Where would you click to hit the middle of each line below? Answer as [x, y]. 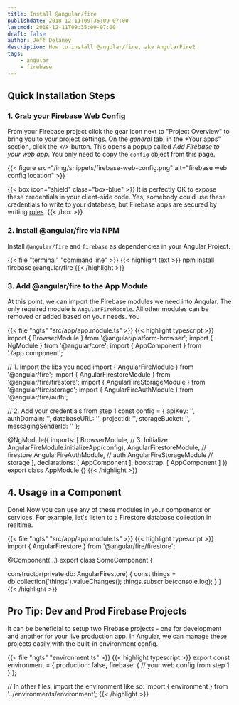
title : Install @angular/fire [52, 14]
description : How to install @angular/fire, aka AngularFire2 [101, 47]
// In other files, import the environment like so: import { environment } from [118, 686]
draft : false [27, 34]
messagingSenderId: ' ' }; [44, 426]
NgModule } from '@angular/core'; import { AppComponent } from [104, 345]
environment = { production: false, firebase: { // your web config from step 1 [118, 665]
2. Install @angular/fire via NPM [63, 231]
